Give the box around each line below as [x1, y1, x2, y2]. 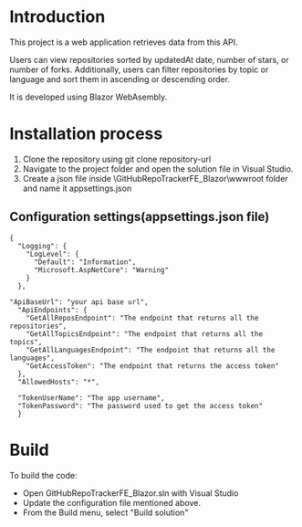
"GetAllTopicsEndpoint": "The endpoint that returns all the [26, 329, 263, 339]
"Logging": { [17, 241, 68, 250]
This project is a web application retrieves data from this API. [9, 37, 239, 47]
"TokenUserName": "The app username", [17, 393, 166, 403]
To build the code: [9, 469, 78, 480]
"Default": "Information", [33, 258, 137, 267]
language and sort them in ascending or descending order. [9, 73, 231, 84]
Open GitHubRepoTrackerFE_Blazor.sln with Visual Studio [22, 487, 239, 499]
